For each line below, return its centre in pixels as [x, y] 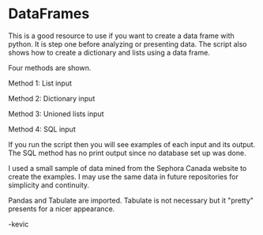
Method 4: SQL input [42, 129]
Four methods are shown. [50, 67]
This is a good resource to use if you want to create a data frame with [121, 36]
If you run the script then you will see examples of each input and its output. [132, 144]
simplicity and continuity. [49, 185]
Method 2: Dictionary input [52, 98]
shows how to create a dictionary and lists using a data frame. [109, 52]
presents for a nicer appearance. [62, 208]
